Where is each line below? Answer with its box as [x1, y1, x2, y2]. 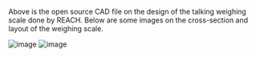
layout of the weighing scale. [8, 24, 104, 33]
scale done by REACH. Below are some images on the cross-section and [8, 15, 249, 25]
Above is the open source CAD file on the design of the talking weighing [8, 7, 246, 16]
